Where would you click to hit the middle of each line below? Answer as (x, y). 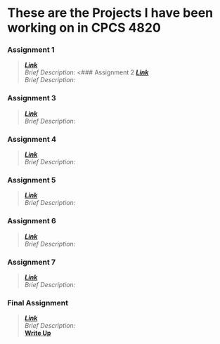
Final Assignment (38, 303)
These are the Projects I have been (110, 13)
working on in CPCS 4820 (84, 28)
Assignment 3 (32, 98)
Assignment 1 (31, 50)
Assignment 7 (32, 262)
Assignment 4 (32, 139)
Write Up (38, 333)
